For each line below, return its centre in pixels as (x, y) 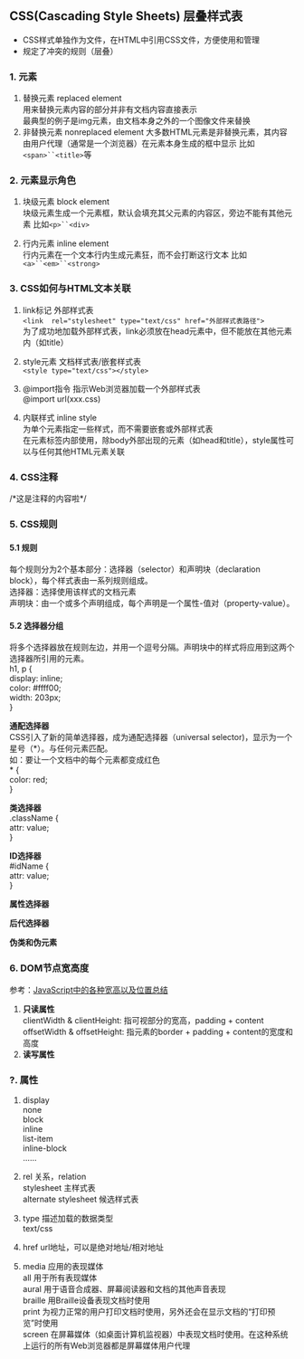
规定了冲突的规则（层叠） (70, 51)
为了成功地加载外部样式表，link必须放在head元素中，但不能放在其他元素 (157, 331)
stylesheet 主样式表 (59, 1187)
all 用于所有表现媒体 (60, 1278)
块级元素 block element (66, 202)
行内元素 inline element (66, 243)
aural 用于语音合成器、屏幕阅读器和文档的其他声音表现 (124, 1288)
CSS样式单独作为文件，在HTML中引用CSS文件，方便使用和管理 (141, 40)
